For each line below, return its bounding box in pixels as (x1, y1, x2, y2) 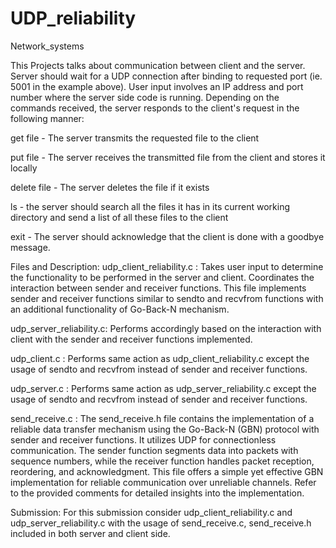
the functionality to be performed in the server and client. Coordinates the (10, 271, 315, 283)
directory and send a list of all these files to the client (10, 211, 229, 223)
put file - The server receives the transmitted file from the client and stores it (10, 151, 326, 163)
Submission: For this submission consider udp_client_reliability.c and (10, 506, 293, 518)
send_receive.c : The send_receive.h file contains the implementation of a (10, 412, 315, 424)
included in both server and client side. (10, 527, 171, 539)
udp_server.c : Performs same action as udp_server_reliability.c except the (10, 382, 317, 394)
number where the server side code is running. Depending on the (10, 91, 280, 103)
